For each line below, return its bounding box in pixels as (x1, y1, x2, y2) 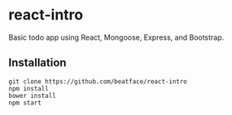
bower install (8, 92, 57, 100)
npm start (8, 99, 42, 107)
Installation (8, 56, 67, 70)
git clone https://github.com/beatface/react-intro (8, 77, 187, 86)
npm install (8, 84, 49, 92)
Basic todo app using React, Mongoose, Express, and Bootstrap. (8, 32, 225, 42)
